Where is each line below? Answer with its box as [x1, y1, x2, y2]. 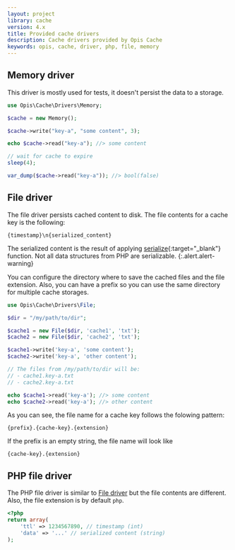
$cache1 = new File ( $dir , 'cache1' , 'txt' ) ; [7, 327, 140, 334]
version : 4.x [7, 23, 46, 30]
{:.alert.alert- [177, 252, 215, 260]
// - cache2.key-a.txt [7, 379, 74, 386]
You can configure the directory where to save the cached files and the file [7, 273, 225, 281]
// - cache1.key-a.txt [7, 372, 74, 379]
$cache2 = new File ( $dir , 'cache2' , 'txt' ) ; [7, 334, 140, 341]
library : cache [7, 17, 52, 24]
